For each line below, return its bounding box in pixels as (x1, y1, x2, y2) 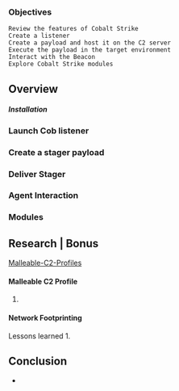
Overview (8, 82, 59, 95)
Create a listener (8, 32, 70, 40)
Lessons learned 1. (8, 330, 71, 341)
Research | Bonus (8, 237, 99, 250)
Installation (8, 104, 48, 115)
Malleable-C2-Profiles (8, 258, 82, 268)
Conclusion (8, 354, 68, 368)
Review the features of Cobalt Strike (8, 25, 139, 33)
